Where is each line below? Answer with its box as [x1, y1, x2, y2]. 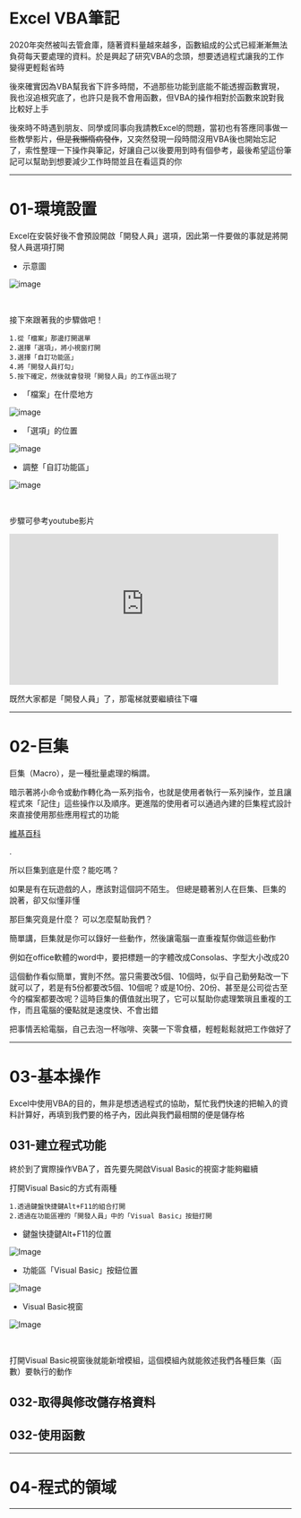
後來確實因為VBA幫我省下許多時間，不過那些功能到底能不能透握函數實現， [9, 81, 285, 91]
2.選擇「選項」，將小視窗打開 [9, 343, 101, 352]
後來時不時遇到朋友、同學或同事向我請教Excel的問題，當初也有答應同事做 [9, 122, 280, 133]
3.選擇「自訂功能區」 [9, 353, 78, 362]
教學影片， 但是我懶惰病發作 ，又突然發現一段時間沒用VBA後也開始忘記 [16, 133, 277, 144]
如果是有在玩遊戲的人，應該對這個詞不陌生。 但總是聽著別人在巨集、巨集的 [9, 883, 287, 894]
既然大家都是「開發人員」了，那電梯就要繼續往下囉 [9, 693, 198, 704]
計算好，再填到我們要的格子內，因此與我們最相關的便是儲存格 [16, 1109, 245, 1119]
